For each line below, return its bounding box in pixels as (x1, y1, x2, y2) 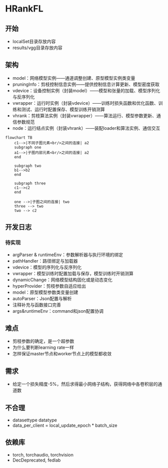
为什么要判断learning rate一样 (12, 344, 74, 351)
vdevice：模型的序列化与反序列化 (12, 264, 82, 270)
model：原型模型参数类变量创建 (12, 289, 79, 295)
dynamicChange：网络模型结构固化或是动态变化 (12, 277, 113, 283)
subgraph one (14, 145, 42, 150)
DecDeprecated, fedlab (12, 457, 61, 463)
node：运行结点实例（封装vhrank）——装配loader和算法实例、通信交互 (12, 125, 160, 131)
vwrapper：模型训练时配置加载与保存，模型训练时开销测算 (12, 270, 134, 276)
